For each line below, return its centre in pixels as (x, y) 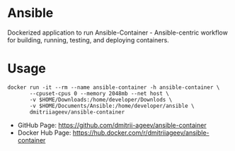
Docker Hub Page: (44, 133)
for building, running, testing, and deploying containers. (88, 40)
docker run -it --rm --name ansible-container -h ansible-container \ (114, 87)
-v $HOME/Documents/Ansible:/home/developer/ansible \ (112, 106)
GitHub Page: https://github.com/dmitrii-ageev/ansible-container (112, 125)
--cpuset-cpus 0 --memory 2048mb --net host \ (99, 93)
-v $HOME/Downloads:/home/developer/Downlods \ (101, 99)
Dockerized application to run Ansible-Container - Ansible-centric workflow (117, 32)
